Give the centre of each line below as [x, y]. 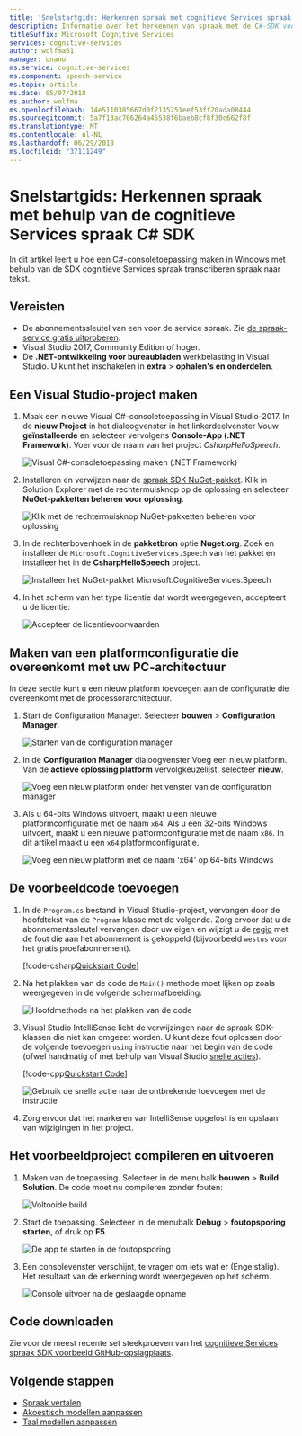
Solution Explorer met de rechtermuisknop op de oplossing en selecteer [155, 489]
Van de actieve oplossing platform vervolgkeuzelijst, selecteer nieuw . [153, 769]
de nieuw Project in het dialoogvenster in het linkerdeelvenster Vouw [150, 426]
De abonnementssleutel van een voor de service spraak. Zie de [139, 328]
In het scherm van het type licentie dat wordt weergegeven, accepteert [154, 597]
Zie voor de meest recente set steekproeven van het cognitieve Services [144, 1343]
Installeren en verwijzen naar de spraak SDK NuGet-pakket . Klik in [145, 480]
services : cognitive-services [66, 43]
